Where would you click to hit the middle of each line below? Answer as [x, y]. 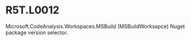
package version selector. [37, 32]
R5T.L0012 [33, 10]
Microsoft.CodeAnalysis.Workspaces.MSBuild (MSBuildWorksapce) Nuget [95, 26]
